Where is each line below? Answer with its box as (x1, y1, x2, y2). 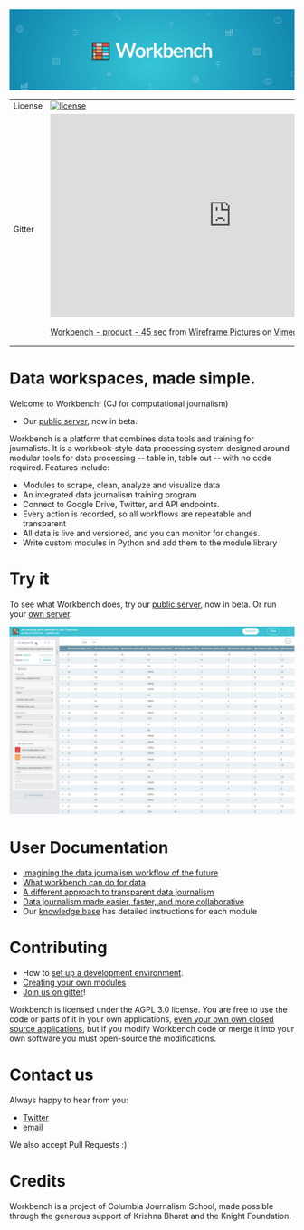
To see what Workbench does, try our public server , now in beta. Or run (9, 599, 277, 610)
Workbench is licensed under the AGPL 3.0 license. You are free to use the (9, 1004, 288, 1015)
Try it (9, 569, 50, 590)
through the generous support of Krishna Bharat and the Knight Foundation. (9, 1210, 291, 1221)
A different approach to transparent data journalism (22, 886, 214, 897)
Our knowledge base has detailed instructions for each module (22, 905, 258, 916)
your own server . (9, 609, 72, 620)
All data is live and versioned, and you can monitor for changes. (22, 528, 261, 539)
